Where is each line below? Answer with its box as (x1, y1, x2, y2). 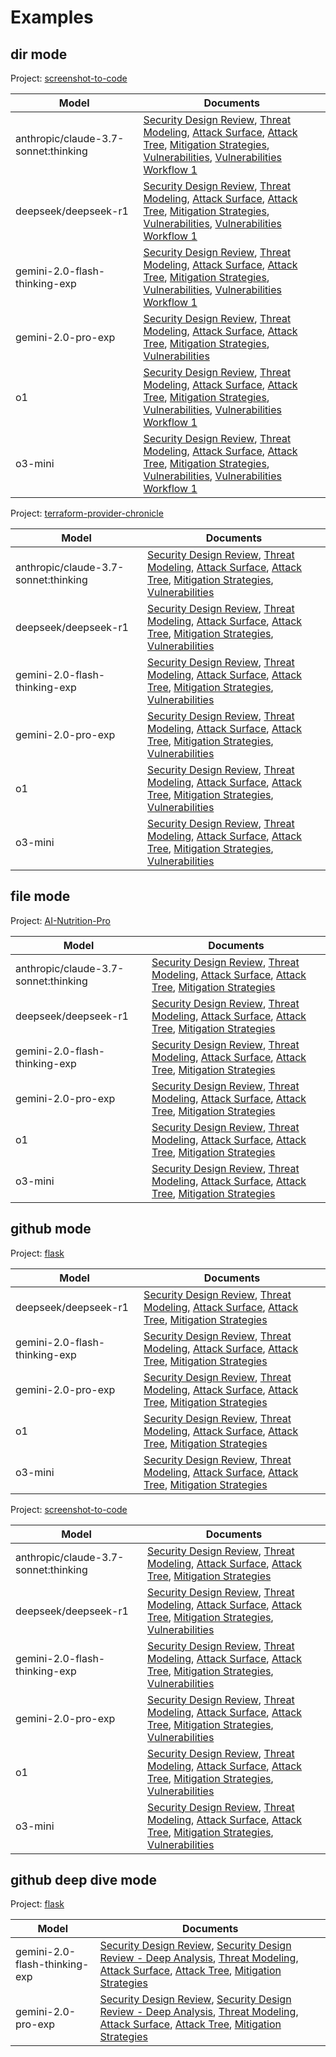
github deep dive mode (10, 1872, 157, 1889)
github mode (10, 1221, 92, 1238)
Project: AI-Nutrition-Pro (10, 914, 111, 926)
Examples (10, 6, 94, 29)
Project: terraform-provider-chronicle (10, 507, 164, 519)
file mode (10, 888, 71, 905)
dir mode (10, 46, 68, 63)
